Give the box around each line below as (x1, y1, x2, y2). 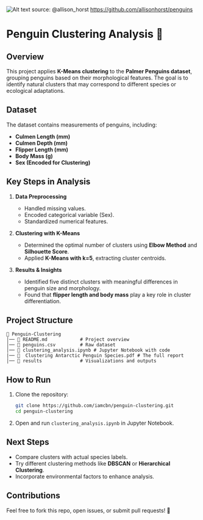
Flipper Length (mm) (15, 145, 68, 153)
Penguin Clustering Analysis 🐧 (6, 27, 163, 41)
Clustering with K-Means (15, 229, 80, 236)
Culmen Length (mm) (15, 133, 71, 140)
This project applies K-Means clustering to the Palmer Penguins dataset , (6, 68, 192, 75)
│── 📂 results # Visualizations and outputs (6, 358, 157, 364)
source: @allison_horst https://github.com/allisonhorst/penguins (31, 6, 193, 13)
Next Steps (6, 437, 49, 447)
